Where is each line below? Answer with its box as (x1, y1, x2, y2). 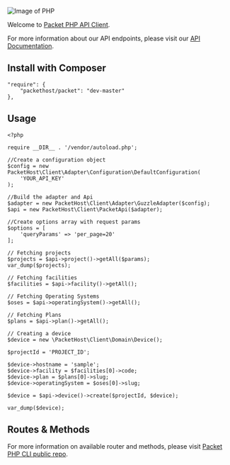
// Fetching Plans (7, 311, 62, 318)
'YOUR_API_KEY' (20, 174, 65, 182)
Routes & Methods (7, 424, 91, 436)
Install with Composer (7, 62, 106, 74)
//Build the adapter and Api (7, 194, 93, 201)
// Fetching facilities (7, 274, 78, 281)
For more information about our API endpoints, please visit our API (7, 34, 200, 43)
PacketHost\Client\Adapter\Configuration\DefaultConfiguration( (7, 169, 201, 176)
